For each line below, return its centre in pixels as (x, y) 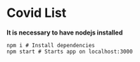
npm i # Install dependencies (51, 45)
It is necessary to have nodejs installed (65, 32)
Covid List (37, 13)
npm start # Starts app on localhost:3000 (70, 51)
